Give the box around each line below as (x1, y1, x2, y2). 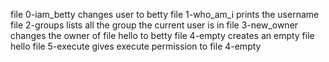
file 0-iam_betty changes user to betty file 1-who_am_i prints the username (10, 9, 320, 20)
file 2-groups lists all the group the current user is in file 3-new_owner (10, 19, 299, 31)
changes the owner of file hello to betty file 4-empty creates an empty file (10, 30, 315, 41)
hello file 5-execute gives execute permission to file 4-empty (10, 40, 262, 52)
